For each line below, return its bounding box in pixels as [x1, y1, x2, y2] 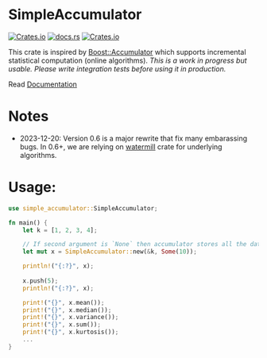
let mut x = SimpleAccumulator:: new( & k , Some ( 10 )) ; [22, 248, 197, 256]
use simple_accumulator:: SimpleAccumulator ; [8, 204, 158, 212]
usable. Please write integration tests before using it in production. [8, 64, 226, 73]
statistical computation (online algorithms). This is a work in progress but [8, 56, 248, 65]
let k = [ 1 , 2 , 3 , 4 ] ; [22, 226, 98, 234]
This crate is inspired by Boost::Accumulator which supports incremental [8, 47, 246, 56]
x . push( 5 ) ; [22, 276, 59, 285]
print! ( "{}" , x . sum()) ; [22, 321, 102, 329]
